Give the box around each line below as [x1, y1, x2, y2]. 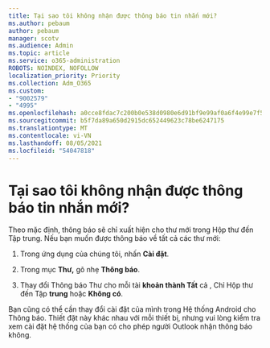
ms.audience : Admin [8, 42, 74, 50]
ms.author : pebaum [8, 19, 70, 27]
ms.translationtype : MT [8, 124, 88, 132]
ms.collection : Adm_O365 [8, 79, 92, 87]
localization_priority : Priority [8, 72, 121, 80]
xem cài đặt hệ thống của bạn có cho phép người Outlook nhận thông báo [8, 321, 253, 331]
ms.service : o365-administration [8, 57, 121, 65]
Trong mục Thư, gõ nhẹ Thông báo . [19, 265, 141, 275]
